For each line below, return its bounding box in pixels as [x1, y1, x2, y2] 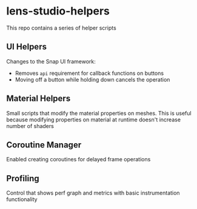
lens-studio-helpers [6, 4, 110, 18]
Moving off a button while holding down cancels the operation [15, 76, 170, 83]
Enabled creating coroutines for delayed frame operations [6, 156, 151, 163]
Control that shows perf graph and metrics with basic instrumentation [6, 189, 180, 197]
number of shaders [6, 122, 55, 129]
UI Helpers [6, 42, 47, 52]
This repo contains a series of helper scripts [6, 24, 116, 31]
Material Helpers [6, 94, 71, 104]
